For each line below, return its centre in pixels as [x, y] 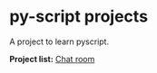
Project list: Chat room [52, 59]
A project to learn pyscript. [59, 41]
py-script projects [78, 17]
